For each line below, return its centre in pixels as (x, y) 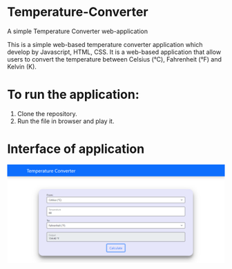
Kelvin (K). (22, 66)
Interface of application (76, 149)
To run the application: (73, 95)
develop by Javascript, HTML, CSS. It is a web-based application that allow (114, 52)
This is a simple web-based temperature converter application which (105, 44)
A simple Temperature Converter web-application (78, 31)
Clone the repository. (47, 113)
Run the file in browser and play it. (66, 121)
